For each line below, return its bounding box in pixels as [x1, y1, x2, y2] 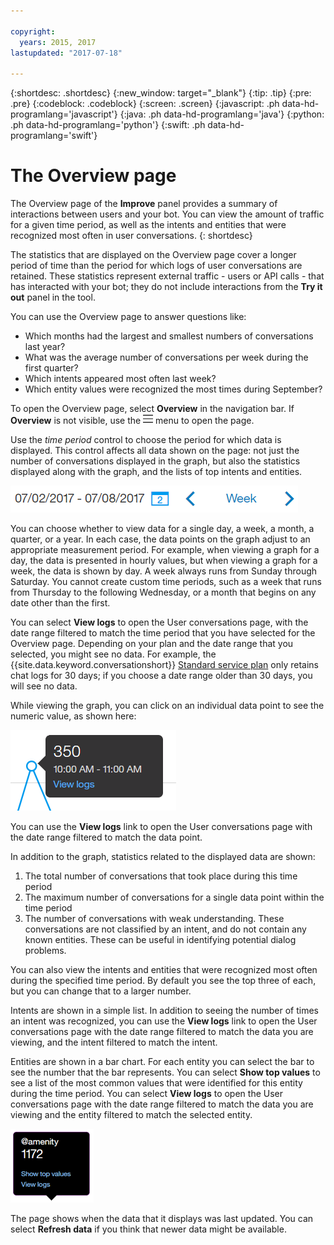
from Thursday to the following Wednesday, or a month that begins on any [10, 586, 317, 599]
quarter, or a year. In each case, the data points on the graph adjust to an [10, 533, 311, 545]
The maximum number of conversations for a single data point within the [24, 891, 325, 904]
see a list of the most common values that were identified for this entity [10, 1077, 303, 1089]
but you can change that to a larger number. [10, 985, 192, 997]
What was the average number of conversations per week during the [24, 351, 309, 364]
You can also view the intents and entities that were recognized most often [10, 964, 318, 976]
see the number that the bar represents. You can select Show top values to [10, 1066, 321, 1079]
